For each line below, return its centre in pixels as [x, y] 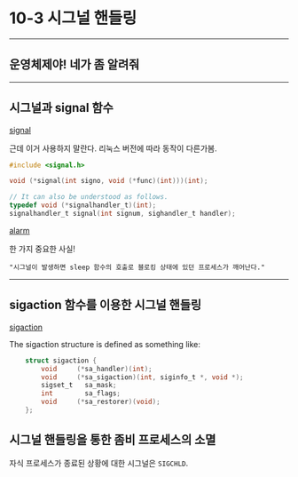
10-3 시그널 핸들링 [73, 18]
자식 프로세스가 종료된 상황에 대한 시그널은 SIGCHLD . [99, 463]
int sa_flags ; [81, 394]
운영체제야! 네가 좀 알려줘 [74, 64]
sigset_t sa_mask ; [79, 386]
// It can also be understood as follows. [89, 197]
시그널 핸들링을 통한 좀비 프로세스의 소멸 [113, 440]
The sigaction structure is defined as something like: [105, 344]
